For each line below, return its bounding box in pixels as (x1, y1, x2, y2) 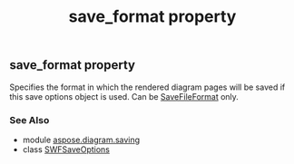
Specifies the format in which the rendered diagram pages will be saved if (9, 82, 286, 92)
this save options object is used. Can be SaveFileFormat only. (9, 91, 239, 101)
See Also (9, 113, 50, 126)
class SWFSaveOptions (22, 143, 111, 155)
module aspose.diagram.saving (22, 134, 141, 145)
